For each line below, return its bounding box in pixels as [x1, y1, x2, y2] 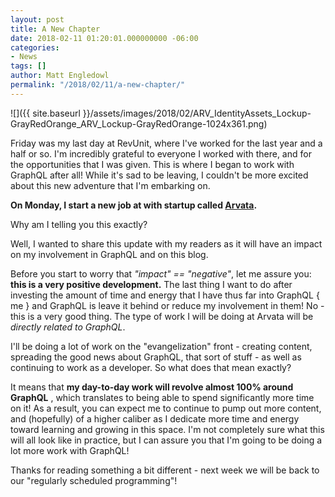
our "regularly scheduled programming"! [10, 474, 178, 486]
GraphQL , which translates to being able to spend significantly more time [10, 391, 315, 403]
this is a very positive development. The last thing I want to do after [10, 278, 293, 290]
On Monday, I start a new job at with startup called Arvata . [10, 199, 258, 211]
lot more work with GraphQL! [10, 444, 130, 456]
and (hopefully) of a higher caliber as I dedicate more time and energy [10, 412, 300, 425]
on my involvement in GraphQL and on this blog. [10, 248, 209, 260]
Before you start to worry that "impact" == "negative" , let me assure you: [10, 267, 312, 280]
